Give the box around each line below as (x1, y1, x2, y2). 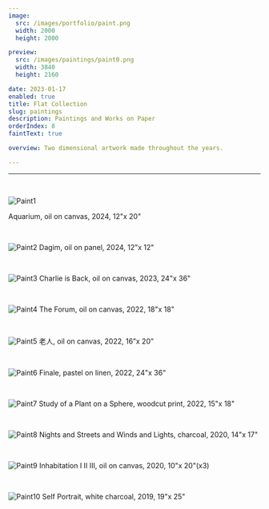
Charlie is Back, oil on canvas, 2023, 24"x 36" (38, 273, 191, 283)
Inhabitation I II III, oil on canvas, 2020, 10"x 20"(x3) (38, 460, 210, 470)
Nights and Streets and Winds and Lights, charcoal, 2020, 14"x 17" (38, 429, 259, 439)
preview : (8, 49, 38, 57)
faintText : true (8, 129, 62, 138)
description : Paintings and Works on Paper (8, 115, 156, 123)
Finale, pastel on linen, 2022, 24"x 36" (38, 368, 167, 377)
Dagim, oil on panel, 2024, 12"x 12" (38, 242, 155, 252)
